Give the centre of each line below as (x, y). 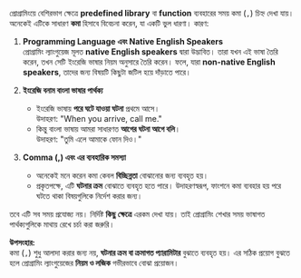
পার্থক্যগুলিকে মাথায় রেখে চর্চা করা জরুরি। (62, 224)
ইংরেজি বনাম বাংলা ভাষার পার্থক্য (63, 90)
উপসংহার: (23, 243)
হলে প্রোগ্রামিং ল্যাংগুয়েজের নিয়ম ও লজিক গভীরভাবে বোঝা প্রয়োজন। (94, 263)
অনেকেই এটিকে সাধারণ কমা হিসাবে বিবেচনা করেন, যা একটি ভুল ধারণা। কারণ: (109, 23)
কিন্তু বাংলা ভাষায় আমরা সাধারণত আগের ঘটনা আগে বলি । (108, 129)
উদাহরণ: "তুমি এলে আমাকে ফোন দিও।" (89, 139)
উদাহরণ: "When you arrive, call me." (99, 119)
